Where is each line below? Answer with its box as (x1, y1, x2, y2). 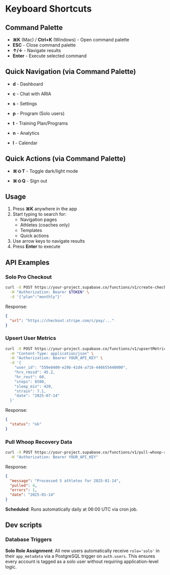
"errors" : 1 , (10, 487, 37, 493)
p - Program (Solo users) (12, 110, 65, 117)
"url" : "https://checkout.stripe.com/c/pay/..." (10, 318, 114, 323)
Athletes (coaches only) (20, 222, 70, 228)
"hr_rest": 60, (14, 374, 47, 379)
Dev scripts (5, 521, 42, 529)
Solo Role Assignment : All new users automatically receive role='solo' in (5, 548, 160, 554)
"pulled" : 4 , (10, 483, 37, 488)
